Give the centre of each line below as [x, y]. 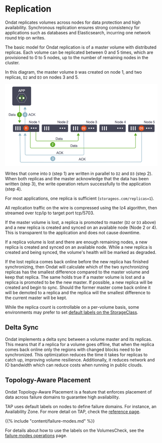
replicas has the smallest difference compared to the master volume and [77, 272]
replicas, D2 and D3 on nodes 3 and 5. [42, 77]
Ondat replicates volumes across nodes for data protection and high [73, 22]
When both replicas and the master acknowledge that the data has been [77, 178]
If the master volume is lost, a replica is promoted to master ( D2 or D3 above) [81, 222]
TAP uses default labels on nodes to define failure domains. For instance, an [81, 406]
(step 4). [14, 189]
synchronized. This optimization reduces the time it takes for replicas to [76, 354]
